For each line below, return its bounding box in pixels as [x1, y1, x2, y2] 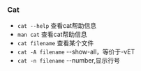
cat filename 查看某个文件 [17, 39, 94, 47]
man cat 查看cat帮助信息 [17, 30, 87, 39]
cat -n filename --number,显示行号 [17, 56, 120, 65]
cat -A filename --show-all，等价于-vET [17, 47, 135, 56]
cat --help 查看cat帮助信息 [17, 22, 96, 30]
